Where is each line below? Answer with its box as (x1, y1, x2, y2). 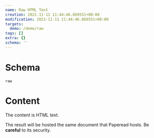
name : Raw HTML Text (5, 7, 49, 13)
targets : (5, 21, 24, 27)
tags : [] (5, 31, 24, 36)
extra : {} (5, 36, 26, 41)
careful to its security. (5, 127, 51, 133)
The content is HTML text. (5, 112, 59, 118)
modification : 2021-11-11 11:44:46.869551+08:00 (5, 17, 109, 22)
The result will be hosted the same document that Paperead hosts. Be (5, 121, 149, 127)
